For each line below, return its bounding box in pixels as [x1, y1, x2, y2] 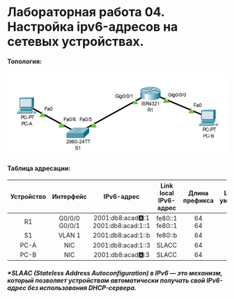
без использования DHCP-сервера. [27, 284, 137, 292]
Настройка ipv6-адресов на [7, 19, 178, 35]
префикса [183, 196, 214, 204]
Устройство [10, 193, 47, 201]
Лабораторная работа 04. [7, 4, 165, 20]
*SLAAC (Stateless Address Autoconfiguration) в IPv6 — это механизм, [7, 269, 223, 277]
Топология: [7, 57, 42, 65]
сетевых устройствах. [7, 34, 144, 49]
